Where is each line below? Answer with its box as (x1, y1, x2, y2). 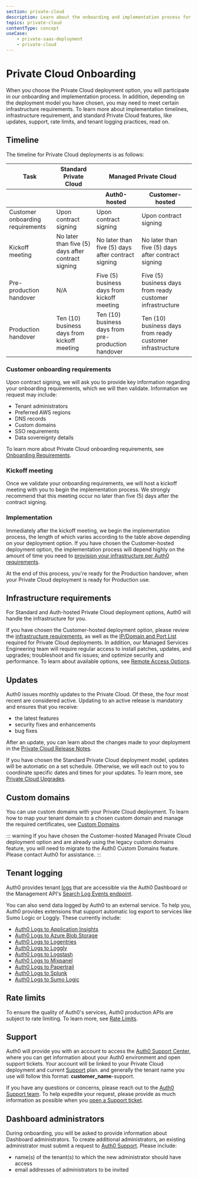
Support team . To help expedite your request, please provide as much (6, 1091, 176, 1098)
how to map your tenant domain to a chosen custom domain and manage (6, 814, 184, 822)
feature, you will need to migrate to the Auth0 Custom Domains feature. (6, 845, 180, 852)
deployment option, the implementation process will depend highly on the (6, 546, 185, 553)
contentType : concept (6, 25, 60, 31)
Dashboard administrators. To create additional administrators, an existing (6, 1136, 186, 1143)
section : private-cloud (6, 8, 65, 15)
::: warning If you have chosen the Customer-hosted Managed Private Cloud (6, 832, 192, 839)
